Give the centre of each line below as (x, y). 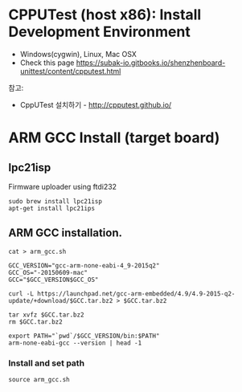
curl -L (21, 294)
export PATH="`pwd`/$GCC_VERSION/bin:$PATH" (84, 336)
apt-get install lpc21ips (51, 208)
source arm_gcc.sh (39, 380)
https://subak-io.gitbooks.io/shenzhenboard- (151, 63)
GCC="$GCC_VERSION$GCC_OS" (53, 280)
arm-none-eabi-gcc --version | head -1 (75, 343)
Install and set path (47, 363)
